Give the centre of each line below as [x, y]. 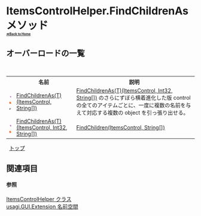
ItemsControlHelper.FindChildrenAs [97, 11]
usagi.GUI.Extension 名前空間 [42, 206]
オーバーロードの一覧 [45, 53]
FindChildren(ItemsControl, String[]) [121, 127]
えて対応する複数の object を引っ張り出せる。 [133, 112]
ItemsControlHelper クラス [39, 199]
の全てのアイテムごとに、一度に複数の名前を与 [134, 105]
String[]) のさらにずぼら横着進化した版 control [133, 97]
